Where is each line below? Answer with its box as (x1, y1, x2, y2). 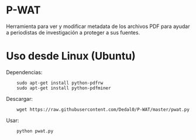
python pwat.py (16, 128, 54, 134)
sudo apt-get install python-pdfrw (16, 80, 104, 86)
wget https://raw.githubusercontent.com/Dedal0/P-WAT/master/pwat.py (16, 106, 190, 113)
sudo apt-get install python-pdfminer (16, 85, 111, 91)
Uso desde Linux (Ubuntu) (6, 50, 136, 63)
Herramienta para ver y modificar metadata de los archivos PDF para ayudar (6, 23, 190, 30)
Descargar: (6, 95, 33, 102)
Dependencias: (6, 68, 43, 76)
